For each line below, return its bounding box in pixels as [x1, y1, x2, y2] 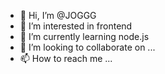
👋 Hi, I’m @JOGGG [19, 10, 97, 21]
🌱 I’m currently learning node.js [19, 31, 150, 42]
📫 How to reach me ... [19, 53, 113, 64]
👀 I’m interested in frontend [19, 20, 133, 32]
